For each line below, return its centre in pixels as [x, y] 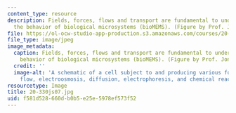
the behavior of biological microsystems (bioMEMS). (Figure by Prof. [119, 27]
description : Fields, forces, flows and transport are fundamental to [113, 20]
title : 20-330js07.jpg [40, 92]
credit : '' [29, 66]
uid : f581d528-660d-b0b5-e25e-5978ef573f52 [72, 99]
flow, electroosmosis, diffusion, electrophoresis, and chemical [118, 79]
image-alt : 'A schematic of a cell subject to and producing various [117, 72]
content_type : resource [42, 14]
